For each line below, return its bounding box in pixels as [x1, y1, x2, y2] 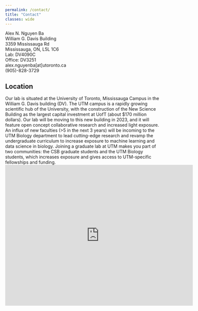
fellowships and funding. [5, 159, 56, 165]
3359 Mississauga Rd [5, 41, 50, 47]
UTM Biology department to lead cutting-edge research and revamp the [5, 133, 153, 139]
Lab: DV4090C [5, 52, 36, 58]
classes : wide [5, 17, 35, 22]
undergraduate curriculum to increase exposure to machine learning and [5, 138, 155, 144]
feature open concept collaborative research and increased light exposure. [5, 122, 159, 128]
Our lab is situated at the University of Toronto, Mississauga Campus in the [5, 96, 159, 102]
